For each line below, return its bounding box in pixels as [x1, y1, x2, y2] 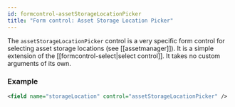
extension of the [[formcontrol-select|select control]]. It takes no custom [7, 51, 221, 60]
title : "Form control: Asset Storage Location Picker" [7, 17, 174, 24]
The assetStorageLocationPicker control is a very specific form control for [7, 36, 226, 45]
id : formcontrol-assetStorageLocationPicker [7, 10, 142, 18]
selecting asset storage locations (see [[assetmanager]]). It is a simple [7, 44, 214, 52]
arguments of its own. [7, 59, 71, 67]
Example [7, 77, 38, 86]
